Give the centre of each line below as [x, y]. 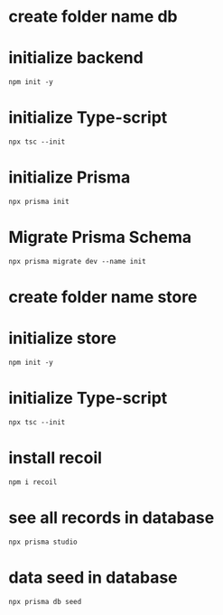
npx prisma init [39, 201]
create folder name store [103, 298]
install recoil [56, 458]
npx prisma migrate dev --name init [77, 261]
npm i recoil [33, 482]
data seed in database [93, 578]
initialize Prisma [70, 177]
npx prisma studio [43, 542]
